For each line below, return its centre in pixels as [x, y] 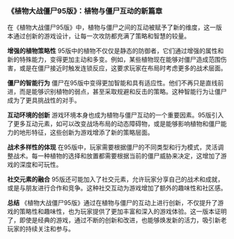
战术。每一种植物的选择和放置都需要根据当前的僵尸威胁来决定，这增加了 [117, 156]
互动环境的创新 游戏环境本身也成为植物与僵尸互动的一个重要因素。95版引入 [116, 115]
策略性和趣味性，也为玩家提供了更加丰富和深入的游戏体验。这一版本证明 [123, 212]
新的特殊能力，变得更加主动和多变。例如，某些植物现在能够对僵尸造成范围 [114, 60]
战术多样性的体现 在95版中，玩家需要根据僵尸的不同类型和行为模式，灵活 [112, 147]
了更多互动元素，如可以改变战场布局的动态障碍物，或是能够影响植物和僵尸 [114, 124]
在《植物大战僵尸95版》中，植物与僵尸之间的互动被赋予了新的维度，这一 [111, 27]
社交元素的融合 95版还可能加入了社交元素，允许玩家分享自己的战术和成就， [116, 179]
